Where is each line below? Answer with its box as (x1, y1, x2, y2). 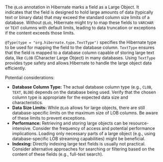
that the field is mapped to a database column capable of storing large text (5, 50, 154, 55)
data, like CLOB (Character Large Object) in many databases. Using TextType (5, 55, 156, 60)
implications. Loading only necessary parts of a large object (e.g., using (12, 131, 156, 136)
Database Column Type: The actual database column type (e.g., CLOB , (12, 84, 153, 90)
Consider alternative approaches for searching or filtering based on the (12, 146, 155, 152)
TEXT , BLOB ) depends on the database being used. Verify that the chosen (12, 90, 156, 95)
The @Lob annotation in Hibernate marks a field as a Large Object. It (5, 4, 139, 10)
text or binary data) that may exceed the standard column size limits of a (5, 15, 150, 20)
